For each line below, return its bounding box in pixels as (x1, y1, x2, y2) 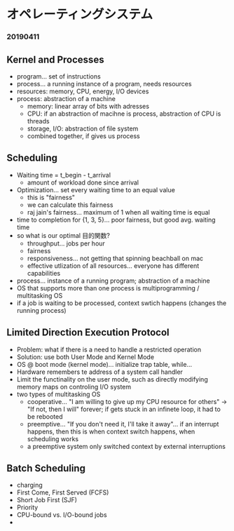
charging (16, 481, 43, 490)
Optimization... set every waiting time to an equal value (16, 185, 176, 194)
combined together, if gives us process (27, 131, 141, 140)
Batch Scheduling (6, 462, 85, 474)
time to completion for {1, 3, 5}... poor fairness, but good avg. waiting (16, 215, 216, 224)
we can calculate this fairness (27, 201, 113, 209)
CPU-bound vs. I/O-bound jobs (16, 511, 107, 519)
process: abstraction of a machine (16, 94, 116, 102)
